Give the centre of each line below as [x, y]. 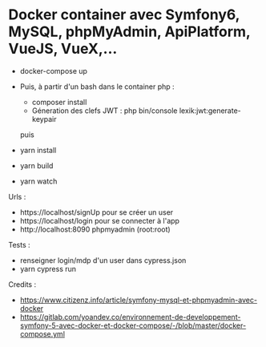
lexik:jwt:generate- [210, 111]
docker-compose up [54, 71]
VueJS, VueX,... [63, 49]
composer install [59, 102]
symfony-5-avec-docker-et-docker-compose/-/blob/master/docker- [133, 325]
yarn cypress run [48, 268]
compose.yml [42, 333]
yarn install [38, 150]
